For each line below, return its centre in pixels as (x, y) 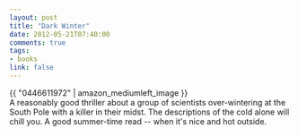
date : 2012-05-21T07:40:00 (60, 34)
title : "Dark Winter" (50, 26)
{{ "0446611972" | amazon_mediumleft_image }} (99, 93)
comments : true (38, 42)
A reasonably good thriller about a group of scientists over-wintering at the (148, 102)
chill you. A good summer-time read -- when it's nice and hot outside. (138, 121)
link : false (31, 68)
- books (24, 59)
